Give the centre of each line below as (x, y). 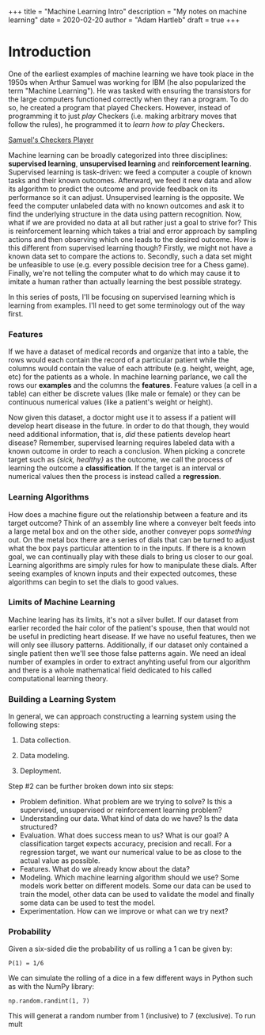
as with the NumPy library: (51, 987)
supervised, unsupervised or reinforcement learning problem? (121, 810)
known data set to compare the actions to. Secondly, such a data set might (130, 256)
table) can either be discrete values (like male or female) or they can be (125, 394)
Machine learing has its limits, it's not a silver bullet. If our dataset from (123, 619)
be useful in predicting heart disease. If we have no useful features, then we (132, 636)
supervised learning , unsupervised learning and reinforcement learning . (130, 163)
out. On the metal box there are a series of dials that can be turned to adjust (132, 539)
